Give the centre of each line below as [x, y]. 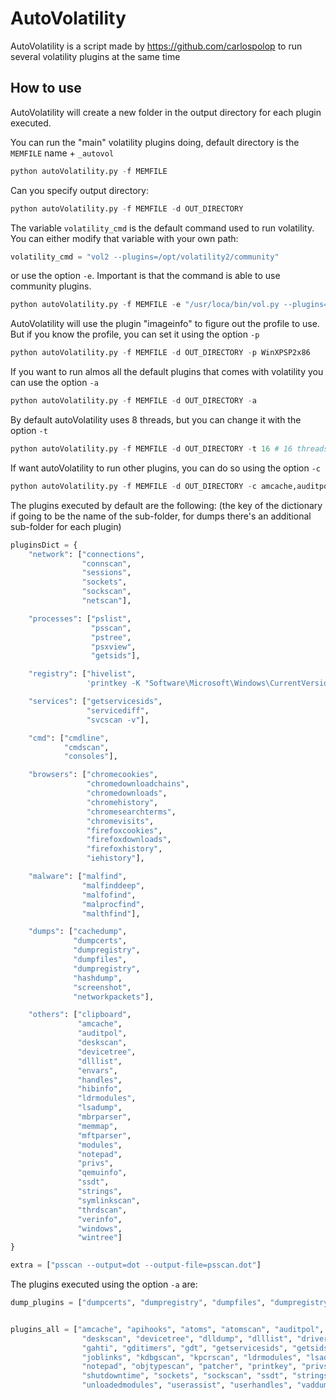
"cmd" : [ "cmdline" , [69, 738]
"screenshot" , [102, 987]
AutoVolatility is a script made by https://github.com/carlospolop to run [156, 46]
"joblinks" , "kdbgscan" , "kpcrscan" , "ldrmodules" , [191, 1357]
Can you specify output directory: [80, 190]
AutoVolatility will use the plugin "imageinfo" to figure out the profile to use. [165, 324]
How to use [46, 88]
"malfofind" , [109, 895]
